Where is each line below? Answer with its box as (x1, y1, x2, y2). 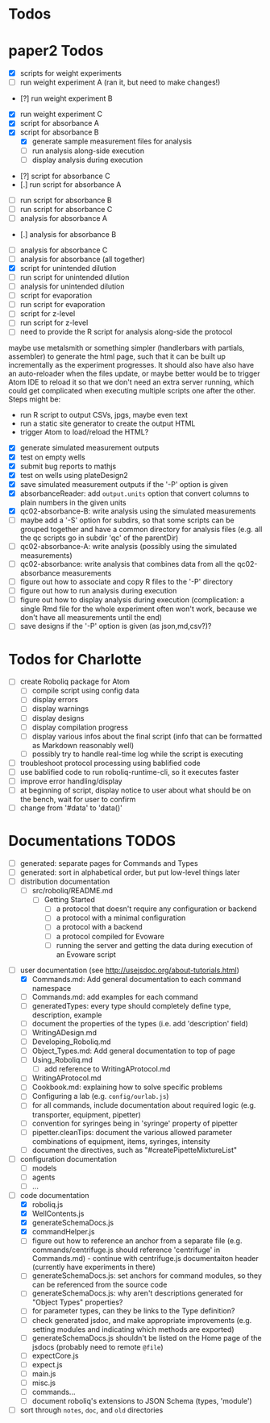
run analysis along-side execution (31, 146, 145, 156)
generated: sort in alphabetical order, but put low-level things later (19, 868, 240, 877)
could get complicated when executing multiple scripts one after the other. (8, 386, 256, 396)
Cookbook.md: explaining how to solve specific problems (31, 1082, 223, 1092)
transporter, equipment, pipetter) (31, 1109, 141, 1119)
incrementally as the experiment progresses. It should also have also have (8, 360, 255, 370)
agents (31, 1172, 56, 1182)
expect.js (31, 1359, 63, 1369)
